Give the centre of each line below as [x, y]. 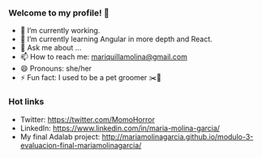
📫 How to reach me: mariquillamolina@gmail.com [104, 57]
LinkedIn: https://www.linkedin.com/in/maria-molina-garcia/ [120, 128]
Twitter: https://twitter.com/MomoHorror [88, 119]
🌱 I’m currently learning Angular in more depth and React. [116, 39]
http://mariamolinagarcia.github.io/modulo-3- [178, 136]
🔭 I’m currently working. [60, 31]
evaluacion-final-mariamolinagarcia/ [81, 145]
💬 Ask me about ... [51, 48]
